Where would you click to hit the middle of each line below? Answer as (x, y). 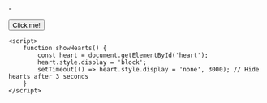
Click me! (26, 25)
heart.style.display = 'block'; (93, 62)
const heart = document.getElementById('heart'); (123, 55)
